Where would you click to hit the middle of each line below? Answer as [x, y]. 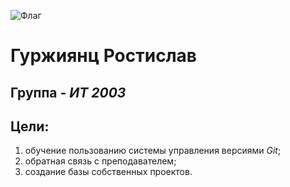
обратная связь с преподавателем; [100, 161]
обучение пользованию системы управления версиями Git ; [153, 151]
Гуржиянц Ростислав [103, 56]
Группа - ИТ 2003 [68, 92]
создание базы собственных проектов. [108, 172]
